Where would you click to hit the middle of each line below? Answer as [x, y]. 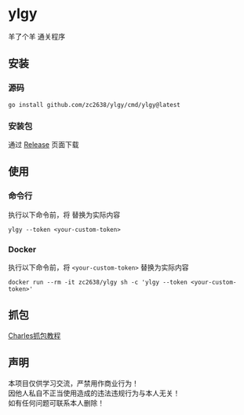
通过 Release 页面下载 [44, 144]
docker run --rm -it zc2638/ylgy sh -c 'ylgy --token [98, 282]
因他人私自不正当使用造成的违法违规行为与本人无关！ [94, 393]
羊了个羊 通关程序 [36, 36]
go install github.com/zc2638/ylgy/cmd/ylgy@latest [94, 105]
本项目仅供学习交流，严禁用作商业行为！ [73, 383]
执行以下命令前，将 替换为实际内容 [64, 215]
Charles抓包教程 [35, 336]
